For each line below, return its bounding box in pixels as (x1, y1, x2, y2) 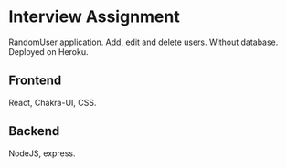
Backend (8, 123, 60, 139)
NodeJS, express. (8, 148, 76, 159)
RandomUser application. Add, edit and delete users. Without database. (8, 37, 279, 47)
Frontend (8, 73, 62, 89)
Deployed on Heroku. (8, 46, 89, 57)
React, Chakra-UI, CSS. (8, 97, 97, 108)
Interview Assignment (8, 6, 180, 27)
